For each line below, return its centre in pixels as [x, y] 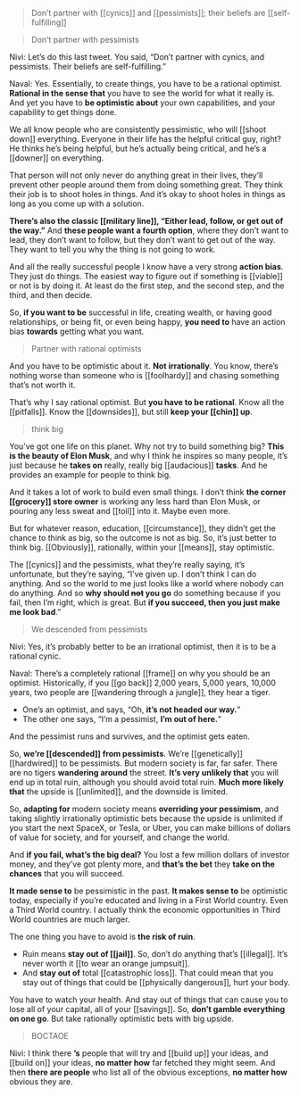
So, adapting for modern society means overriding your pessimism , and [144, 809]
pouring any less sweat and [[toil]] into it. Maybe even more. [120, 511]
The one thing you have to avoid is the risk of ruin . [102, 937]
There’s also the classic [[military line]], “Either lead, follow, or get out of [146, 221]
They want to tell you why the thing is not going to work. [112, 249]
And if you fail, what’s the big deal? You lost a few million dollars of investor [150, 855]
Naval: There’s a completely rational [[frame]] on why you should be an [140, 673]
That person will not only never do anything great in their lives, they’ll [136, 175]
